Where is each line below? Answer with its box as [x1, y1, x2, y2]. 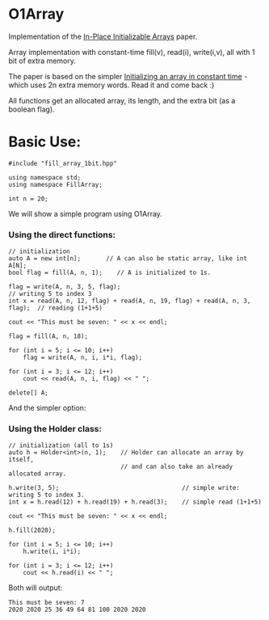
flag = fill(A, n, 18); [8, 332, 89, 340]
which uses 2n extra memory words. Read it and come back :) [8, 80, 215, 90]
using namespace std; [8, 173, 82, 182]
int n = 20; [8, 195, 48, 203]
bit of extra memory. [8, 56, 77, 65]
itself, [8, 456, 35, 464]
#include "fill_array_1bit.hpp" [8, 159, 117, 167]
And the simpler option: [8, 403, 86, 413]
